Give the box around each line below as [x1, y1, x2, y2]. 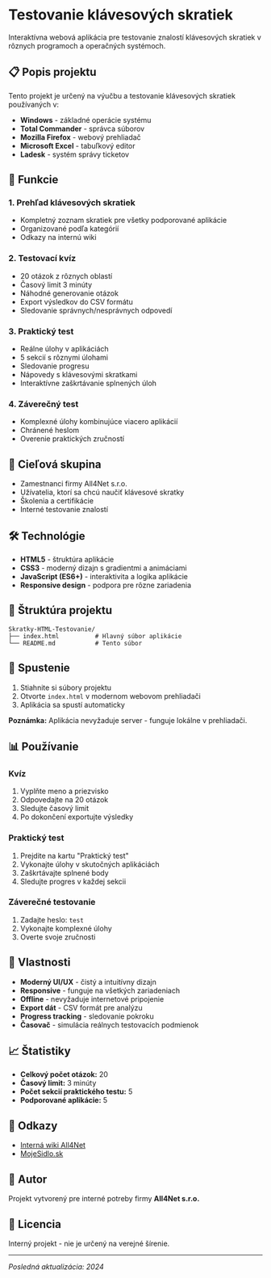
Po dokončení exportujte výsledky [19, 812, 134, 822]
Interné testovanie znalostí [19, 505, 109, 515]
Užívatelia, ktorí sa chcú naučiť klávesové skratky [19, 487, 185, 498]
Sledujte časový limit [19, 804, 90, 813]
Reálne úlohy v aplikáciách [19, 344, 109, 354]
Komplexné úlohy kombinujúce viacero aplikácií [19, 417, 178, 427]
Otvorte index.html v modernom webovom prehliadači [19, 691, 202, 700]
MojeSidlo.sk [19, 1149, 64, 1158]
